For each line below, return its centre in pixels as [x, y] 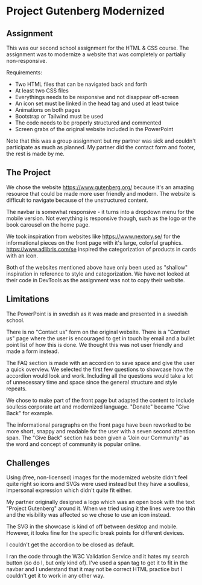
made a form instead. [33, 351]
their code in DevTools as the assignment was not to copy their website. [96, 280]
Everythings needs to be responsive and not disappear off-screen [97, 97]
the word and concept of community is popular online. [74, 444]
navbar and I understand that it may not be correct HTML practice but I [94, 569]
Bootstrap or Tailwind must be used [59, 116]
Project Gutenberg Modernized [85, 11]
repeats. [17, 389]
